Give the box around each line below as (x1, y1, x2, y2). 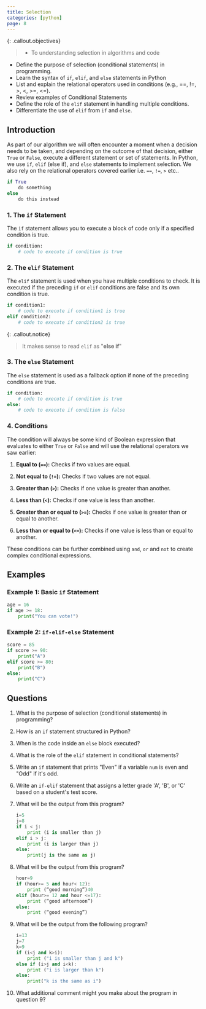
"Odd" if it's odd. (15, 770, 59, 777)
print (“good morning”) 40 (27, 886, 94, 893)
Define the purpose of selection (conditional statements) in (15, 61, 165, 68)
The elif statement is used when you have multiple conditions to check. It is (7, 277, 200, 285)
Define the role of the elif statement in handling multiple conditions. (15, 100, 189, 108)
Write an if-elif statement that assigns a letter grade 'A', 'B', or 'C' (15, 782, 186, 790)
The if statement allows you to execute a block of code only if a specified (7, 224, 194, 232)
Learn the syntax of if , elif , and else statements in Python (15, 74, 166, 82)
